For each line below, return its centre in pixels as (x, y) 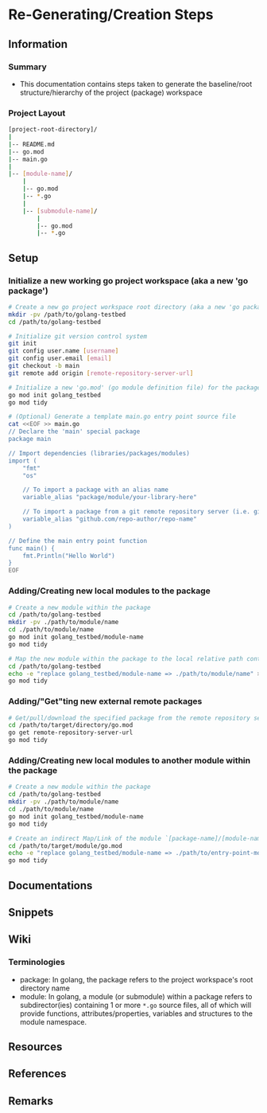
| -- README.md (32, 144)
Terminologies (37, 963)
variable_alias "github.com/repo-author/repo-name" (110, 519)
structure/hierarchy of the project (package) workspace (111, 92)
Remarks (31, 1101)
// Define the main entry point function (78, 541)
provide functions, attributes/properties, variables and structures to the (136, 1013)
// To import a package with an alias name (96, 490)
